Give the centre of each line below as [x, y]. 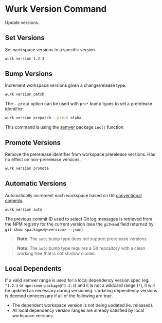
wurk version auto [24, 209]
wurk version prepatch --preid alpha [43, 118]
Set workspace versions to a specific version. [51, 49]
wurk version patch [25, 94]
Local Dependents [33, 269]
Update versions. [22, 22]
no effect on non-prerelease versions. [43, 159]
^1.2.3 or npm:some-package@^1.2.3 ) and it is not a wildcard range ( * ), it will [80, 285]
